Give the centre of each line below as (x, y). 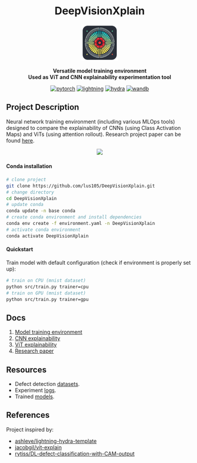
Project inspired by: (30, 429)
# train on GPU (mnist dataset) (46, 293)
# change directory (30, 192)
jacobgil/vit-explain (38, 447)
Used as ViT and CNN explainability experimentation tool (100, 77)
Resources (26, 370)
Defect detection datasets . (47, 384)
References (28, 415)
